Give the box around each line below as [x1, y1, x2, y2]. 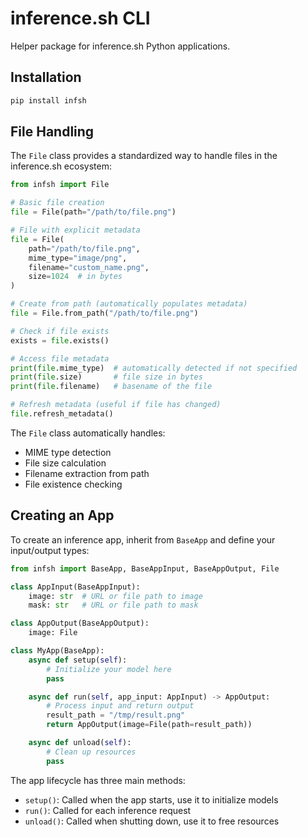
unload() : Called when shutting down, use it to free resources [24, 815, 280, 827]
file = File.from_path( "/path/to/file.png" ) [10, 308, 199, 319]
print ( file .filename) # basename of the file [10, 382, 213, 392]
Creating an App [10, 507, 115, 524]
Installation [10, 69, 82, 86]
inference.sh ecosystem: [10, 160, 112, 172]
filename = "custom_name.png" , [28, 262, 150, 272]
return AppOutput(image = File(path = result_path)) [46, 720, 253, 730]
